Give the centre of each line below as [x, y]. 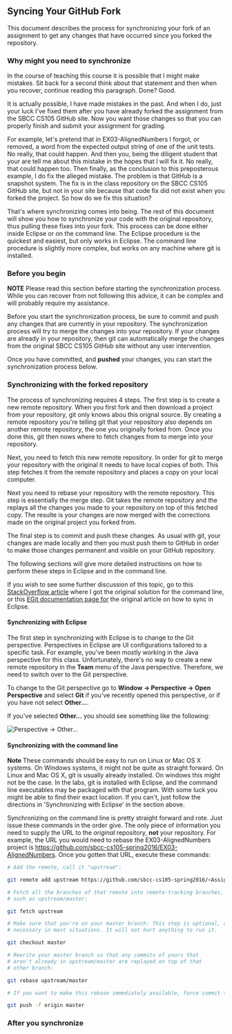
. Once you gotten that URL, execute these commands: [133, 855]
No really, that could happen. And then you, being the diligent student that [112, 154]
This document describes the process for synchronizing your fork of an [109, 28]
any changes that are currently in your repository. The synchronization [107, 324]
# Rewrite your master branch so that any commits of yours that [103, 955]
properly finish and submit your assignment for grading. [86, 126]
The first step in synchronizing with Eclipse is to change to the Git [100, 637]
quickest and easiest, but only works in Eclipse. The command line [102, 241]
